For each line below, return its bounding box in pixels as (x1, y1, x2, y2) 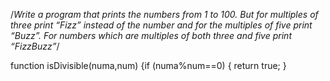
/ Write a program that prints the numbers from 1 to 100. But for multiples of (10, 9, 319, 20)
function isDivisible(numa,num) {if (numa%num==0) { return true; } (10, 60, 287, 71)
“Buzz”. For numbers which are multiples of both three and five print (10, 30, 292, 41)
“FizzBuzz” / (10, 40, 60, 52)
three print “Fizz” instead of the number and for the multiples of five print (10, 19, 313, 31)
